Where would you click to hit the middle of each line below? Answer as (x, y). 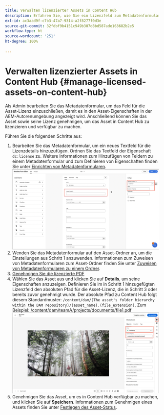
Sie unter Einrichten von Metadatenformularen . (59, 166)
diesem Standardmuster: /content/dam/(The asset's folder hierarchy (83, 300)
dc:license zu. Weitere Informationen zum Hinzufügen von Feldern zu (82, 156)
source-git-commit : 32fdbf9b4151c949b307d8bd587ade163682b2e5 (70, 26)
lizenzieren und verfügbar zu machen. (43, 126)
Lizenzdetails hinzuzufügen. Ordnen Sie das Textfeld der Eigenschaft (82, 151)
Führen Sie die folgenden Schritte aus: (43, 136)
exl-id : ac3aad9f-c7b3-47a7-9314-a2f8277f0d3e (53, 21)
